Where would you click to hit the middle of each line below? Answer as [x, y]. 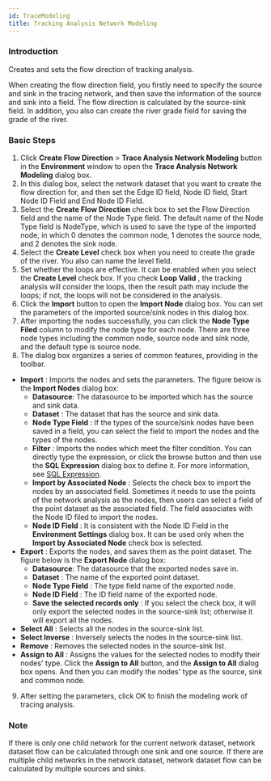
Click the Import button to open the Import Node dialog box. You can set [141, 304]
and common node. [53, 681]
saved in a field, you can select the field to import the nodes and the [146, 431]
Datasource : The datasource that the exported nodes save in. [135, 569]
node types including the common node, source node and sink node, [135, 338]
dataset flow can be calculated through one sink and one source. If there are [136, 752]
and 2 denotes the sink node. [69, 244]
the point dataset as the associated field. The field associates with [142, 509]
